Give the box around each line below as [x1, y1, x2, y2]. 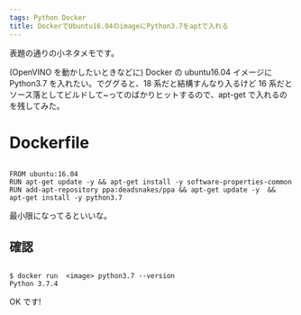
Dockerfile [9, 132, 90, 153]
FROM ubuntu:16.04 [9, 170, 78, 179]
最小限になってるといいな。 [9, 211, 113, 221]
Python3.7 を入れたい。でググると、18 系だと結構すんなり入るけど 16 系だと [9, 77, 293, 88]
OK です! [9, 296, 42, 307]
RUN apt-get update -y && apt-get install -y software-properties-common [9, 177, 293, 187]
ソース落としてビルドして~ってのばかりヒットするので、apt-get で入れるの [9, 89, 288, 100]
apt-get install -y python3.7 [9, 193, 123, 202]
